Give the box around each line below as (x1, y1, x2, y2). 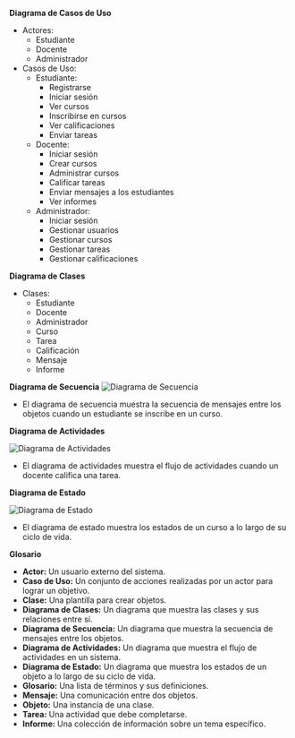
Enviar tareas (48, 130, 98, 140)
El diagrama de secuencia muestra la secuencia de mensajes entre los (21, 399, 282, 409)
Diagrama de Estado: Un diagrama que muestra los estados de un (21, 662, 267, 672)
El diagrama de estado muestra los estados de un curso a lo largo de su (21, 522, 287, 532)
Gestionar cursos (48, 235, 113, 245)
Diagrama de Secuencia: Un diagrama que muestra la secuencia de (21, 623, 274, 634)
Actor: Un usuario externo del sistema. (21, 566, 166, 577)
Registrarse (48, 82, 92, 92)
